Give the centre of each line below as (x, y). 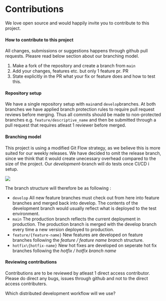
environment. (26, 213)
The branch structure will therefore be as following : (58, 188)
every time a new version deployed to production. (63, 229)
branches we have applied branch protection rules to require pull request (80, 109)
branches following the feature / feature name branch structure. (78, 240)
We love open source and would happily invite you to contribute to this (77, 23)
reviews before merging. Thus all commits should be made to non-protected (83, 115)
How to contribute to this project (39, 40)
